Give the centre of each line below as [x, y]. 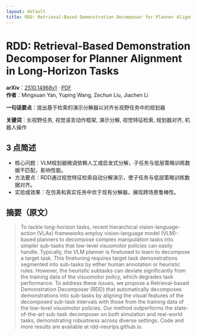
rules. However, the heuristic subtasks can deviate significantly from [103, 271]
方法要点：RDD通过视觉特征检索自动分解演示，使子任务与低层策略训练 [100, 178]
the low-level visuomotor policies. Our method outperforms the [96, 308]
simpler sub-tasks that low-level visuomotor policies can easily [96, 246]
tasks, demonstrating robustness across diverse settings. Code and [102, 321]
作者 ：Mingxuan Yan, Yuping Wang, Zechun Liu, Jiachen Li [77, 95]
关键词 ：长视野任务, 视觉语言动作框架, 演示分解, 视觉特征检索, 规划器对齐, [95, 120]
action [28, 233]
